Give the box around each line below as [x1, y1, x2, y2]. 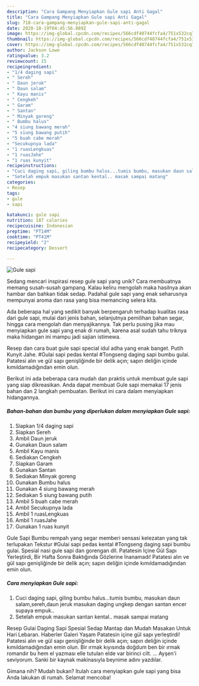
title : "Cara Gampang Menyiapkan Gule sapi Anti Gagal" [6, 14, 147, 20]
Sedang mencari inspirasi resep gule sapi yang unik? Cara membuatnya [6, 278, 181, 285]
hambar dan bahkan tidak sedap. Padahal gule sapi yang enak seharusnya [6, 291, 188, 298]
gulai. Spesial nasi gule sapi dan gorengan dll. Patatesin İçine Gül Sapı [6, 547, 177, 554]
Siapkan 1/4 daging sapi [15, 423, 74, 430]
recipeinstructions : [6, 163, 58, 169]
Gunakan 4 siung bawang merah [15, 485, 95, 492]
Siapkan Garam [15, 460, 53, 468]
